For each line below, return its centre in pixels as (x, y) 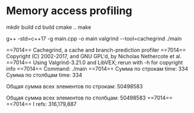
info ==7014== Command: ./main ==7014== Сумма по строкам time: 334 (97, 68)
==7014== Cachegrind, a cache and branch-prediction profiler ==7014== (96, 50)
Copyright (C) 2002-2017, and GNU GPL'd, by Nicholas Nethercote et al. (94, 56)
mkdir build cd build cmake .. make (49, 27)
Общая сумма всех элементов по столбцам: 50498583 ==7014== (90, 98)
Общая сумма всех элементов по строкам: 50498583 (75, 86)
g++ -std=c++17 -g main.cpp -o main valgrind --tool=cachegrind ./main (94, 38)
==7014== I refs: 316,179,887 (42, 104)
